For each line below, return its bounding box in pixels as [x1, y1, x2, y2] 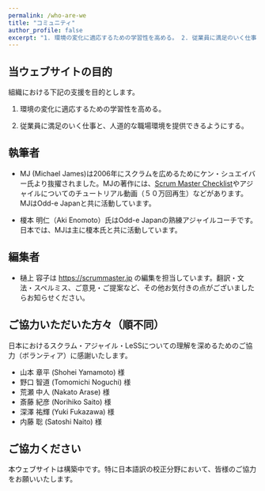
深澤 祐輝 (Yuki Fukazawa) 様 [19, 406, 115, 416]
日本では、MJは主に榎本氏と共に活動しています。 [19, 225, 182, 234]
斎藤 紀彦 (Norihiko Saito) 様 [19, 397, 112, 406]
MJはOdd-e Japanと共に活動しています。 [19, 198, 156, 208]
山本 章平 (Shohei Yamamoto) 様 [19, 367, 125, 376]
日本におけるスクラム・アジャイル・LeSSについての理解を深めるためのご [8, 341, 246, 350]
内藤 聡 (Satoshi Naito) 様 [19, 417, 103, 426]
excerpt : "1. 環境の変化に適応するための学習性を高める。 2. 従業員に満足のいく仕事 [8, 33, 257, 42]
